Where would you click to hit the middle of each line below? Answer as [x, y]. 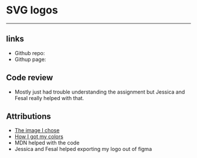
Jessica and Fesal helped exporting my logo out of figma [83, 149]
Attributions [29, 116]
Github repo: [30, 53]
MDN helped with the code [47, 143]
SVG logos [32, 10]
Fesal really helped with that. [49, 98]
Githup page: [30, 59]
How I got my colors [39, 137]
